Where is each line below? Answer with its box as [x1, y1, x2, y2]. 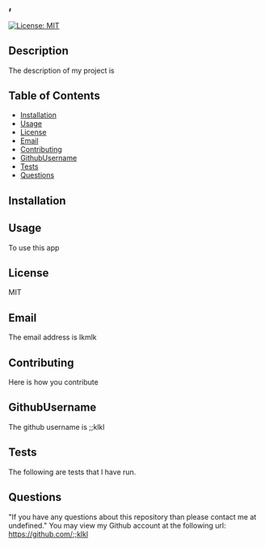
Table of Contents [8, 89, 101, 103]
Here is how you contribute [8, 377, 99, 387]
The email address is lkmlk [8, 332, 97, 343]
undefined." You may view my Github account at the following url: [8, 520, 226, 530]
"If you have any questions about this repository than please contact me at [8, 511, 257, 521]
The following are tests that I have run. [8, 467, 137, 477]
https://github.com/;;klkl [8, 529, 89, 539]
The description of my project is [8, 65, 115, 75]
